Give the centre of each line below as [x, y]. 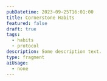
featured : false [27, 23]
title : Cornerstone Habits [40, 18]
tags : [13, 35]
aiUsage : [17, 63]
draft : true [21, 29]
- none [20, 69]
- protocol [26, 46]
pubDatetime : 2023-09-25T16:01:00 [50, 12]
